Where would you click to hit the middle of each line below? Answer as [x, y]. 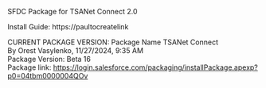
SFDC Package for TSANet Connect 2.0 [72, 11]
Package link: [29, 67]
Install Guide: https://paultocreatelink [68, 27]
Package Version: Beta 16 [49, 59]
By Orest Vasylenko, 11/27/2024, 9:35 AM [76, 50]
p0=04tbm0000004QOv [48, 76]
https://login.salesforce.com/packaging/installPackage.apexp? [155, 67]
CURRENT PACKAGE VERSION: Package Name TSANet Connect [113, 42]
